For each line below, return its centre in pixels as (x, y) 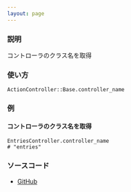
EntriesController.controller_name (58, 141)
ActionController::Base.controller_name (66, 90)
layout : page (26, 13)
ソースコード (28, 166)
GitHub (27, 181)
